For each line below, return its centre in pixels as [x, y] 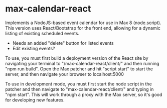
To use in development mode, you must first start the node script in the [78, 84]
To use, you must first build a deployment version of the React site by [77, 58]
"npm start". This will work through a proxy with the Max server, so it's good [84, 94]
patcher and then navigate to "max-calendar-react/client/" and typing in [79, 89]
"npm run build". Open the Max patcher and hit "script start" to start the [79, 69]
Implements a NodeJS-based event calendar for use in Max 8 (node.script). [83, 23]
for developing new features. [35, 100]
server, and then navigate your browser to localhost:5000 [65, 74]
